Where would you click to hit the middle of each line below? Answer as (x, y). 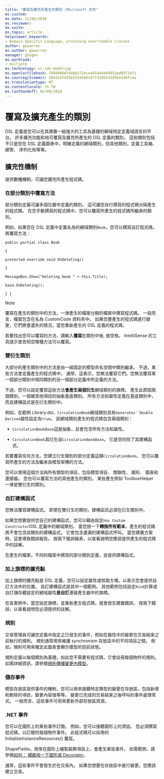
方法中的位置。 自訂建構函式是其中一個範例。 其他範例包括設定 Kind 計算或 (83, 587)
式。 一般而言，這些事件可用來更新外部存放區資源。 (57, 701)
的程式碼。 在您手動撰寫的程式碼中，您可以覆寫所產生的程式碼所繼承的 (76, 211)
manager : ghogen (21, 55)
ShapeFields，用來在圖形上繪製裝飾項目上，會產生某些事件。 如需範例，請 (80, 749)
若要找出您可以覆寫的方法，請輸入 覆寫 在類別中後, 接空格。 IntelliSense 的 (79, 336)
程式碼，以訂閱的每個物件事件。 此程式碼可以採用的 (57, 733)
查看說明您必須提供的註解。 (46, 609)
